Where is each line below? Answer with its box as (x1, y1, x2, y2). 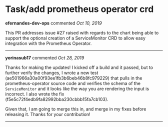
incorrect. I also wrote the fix (5, 91, 64, 97)
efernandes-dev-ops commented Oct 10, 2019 (5, 20, 102, 26)
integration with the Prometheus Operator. (5, 40, 92, 46)
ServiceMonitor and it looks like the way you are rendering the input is (5, 85, 149, 91)
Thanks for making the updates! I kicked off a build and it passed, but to (5, 64, 153, 70)
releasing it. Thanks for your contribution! (5, 111, 91, 117)
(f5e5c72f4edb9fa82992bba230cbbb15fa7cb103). (5, 96, 108, 102)
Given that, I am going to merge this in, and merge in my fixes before (5, 106, 146, 112)
